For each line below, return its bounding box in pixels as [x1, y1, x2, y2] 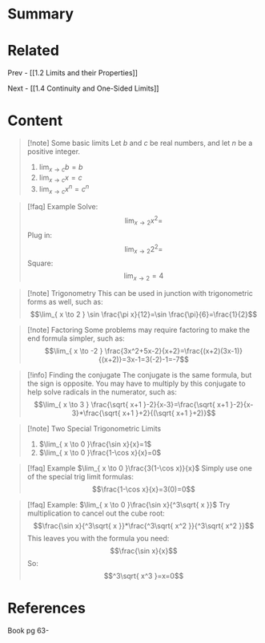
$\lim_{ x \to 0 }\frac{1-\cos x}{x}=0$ [38, 447, 162, 457]
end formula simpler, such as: [26, 334, 125, 343]
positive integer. [26, 147, 81, 156]
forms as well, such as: [26, 297, 103, 306]
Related [7, 42, 59, 60]
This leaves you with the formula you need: [26, 533, 170, 543]
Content [7, 111, 63, 130]
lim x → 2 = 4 [123, 271, 164, 282]
